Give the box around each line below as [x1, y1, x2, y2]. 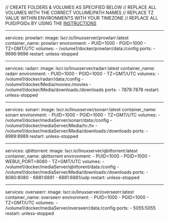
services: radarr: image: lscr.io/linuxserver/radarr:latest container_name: [5, 65, 155, 71]
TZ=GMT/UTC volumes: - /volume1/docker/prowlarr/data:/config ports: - [5, 45, 155, 51]
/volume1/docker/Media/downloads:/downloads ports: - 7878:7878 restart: [5, 87, 160, 93]
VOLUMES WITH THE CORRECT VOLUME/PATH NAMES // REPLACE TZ [5, 10, 154, 16]
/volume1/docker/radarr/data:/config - [5, 76, 84, 82]
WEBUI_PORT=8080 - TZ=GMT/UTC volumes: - [5, 159, 105, 164]
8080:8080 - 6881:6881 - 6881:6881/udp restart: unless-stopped [5, 175, 140, 180]
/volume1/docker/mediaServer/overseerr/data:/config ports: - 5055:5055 [5, 205, 156, 211]
